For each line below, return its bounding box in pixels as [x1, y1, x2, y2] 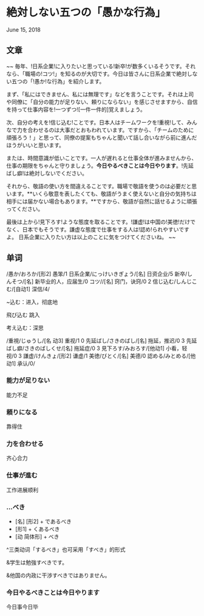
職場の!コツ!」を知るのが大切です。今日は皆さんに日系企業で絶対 [24, 70, 187, 77]
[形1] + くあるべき [15, 525, 60, 533]
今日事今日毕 [6, 603, 38, 611]
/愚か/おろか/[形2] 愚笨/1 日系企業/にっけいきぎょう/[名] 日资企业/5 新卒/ [6, 270, 188, 277]
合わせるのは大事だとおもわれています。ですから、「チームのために [27, 126, 194, 134]
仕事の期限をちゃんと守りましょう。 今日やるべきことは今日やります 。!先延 [6, 162, 194, 169]
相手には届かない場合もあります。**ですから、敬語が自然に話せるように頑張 [6, 197, 197, 205]
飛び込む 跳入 [6, 311, 40, 318]
